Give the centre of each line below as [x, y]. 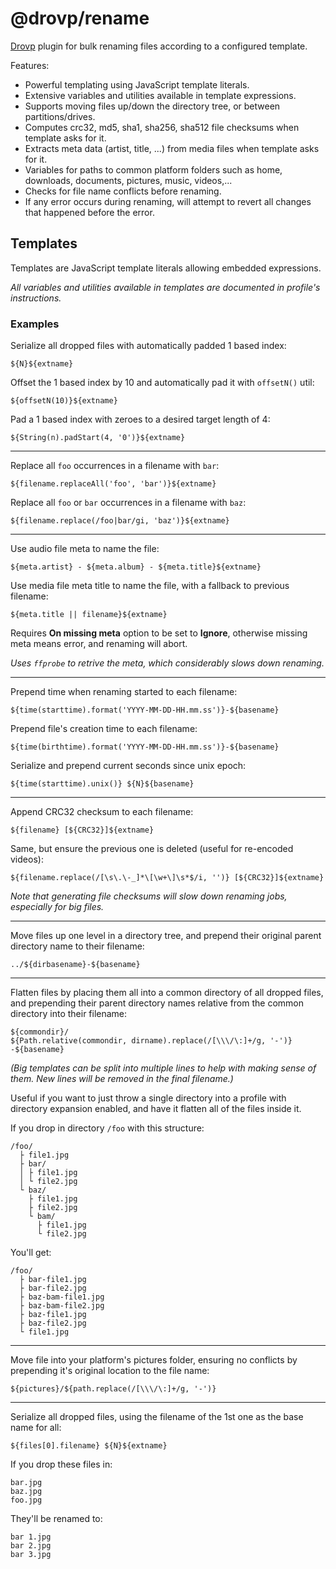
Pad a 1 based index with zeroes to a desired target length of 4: [140, 419]
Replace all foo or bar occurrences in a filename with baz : [128, 503]
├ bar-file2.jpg [53, 1288]
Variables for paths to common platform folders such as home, [153, 169]
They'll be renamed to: [56, 1519]
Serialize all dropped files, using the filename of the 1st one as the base [157, 1417]
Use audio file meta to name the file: [85, 549]
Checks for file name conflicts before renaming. [123, 191]
